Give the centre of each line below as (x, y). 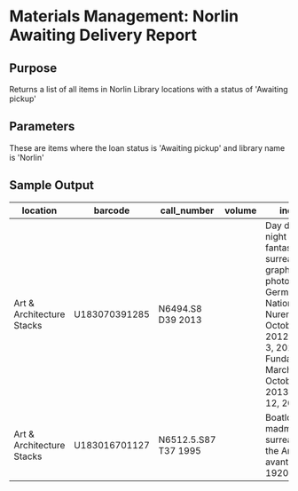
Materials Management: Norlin (124, 16)
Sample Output (52, 185)
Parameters (42, 127)
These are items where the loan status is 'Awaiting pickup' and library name (147, 147)
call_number (187, 210)
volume (241, 210)
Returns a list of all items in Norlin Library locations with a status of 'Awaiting (149, 89)
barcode (112, 210)
